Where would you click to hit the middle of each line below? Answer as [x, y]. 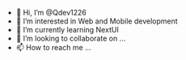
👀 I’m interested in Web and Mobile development [97, 21]
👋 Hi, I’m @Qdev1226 [51, 13]
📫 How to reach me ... [53, 47]
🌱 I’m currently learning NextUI [67, 30]
